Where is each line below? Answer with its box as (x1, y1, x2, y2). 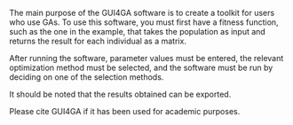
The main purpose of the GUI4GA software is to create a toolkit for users (9, 8, 275, 18)
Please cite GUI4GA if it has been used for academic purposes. (9, 106, 241, 116)
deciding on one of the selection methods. (9, 72, 164, 82)
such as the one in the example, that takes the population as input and (9, 27, 266, 36)
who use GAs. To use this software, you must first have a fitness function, (9, 17, 279, 27)
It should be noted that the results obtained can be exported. (9, 89, 232, 99)
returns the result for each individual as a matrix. (9, 35, 186, 46)
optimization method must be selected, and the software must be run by (9, 62, 273, 73)
